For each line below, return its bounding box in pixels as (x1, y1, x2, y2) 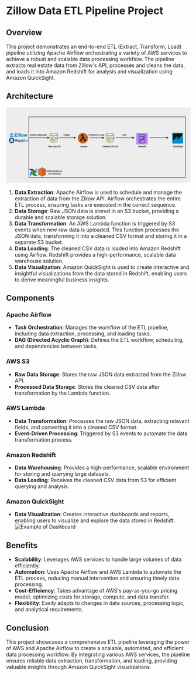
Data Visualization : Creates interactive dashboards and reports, (14, 511, 170, 518)
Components (6, 292, 54, 303)
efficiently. (14, 562, 40, 569)
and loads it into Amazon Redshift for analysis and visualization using (6, 68, 173, 75)
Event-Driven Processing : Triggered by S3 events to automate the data (14, 430, 188, 437)
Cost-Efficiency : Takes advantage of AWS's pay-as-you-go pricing (14, 587, 178, 594)
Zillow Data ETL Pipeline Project (6, 4, 164, 18)
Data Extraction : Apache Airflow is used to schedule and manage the (14, 189, 183, 196)
